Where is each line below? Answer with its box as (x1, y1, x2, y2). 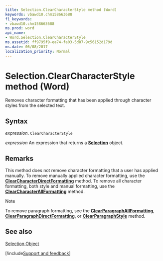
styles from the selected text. (5, 102, 65, 108)
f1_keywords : (5, 16, 32, 21)
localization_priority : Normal (5, 49, 70, 54)
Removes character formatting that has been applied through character (5, 97, 152, 103)
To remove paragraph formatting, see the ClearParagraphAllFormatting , (5, 208, 155, 214)
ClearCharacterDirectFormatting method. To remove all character (5, 178, 142, 184)
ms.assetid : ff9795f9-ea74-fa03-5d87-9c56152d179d (5, 40, 113, 45)
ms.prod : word (5, 26, 35, 31)
